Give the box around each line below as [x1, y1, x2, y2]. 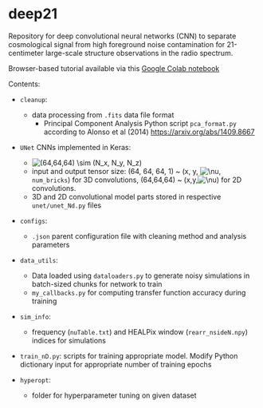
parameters [31, 240, 70, 249]
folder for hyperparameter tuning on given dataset [31, 390, 197, 400]
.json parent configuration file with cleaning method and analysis [31, 231, 247, 240]
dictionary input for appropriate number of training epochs [19, 359, 212, 369]
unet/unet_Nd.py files [31, 200, 102, 210]
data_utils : [19, 255, 58, 264]
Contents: [8, 79, 41, 89]
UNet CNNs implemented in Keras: [19, 142, 131, 152]
